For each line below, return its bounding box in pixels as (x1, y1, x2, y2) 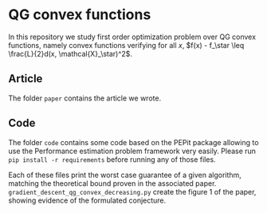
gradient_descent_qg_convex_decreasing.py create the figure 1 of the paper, (8, 187, 257, 196)
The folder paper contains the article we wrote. (8, 93, 162, 103)
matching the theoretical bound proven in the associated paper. (8, 178, 217, 188)
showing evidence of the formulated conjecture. (8, 195, 167, 205)
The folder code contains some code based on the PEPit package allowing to (8, 137, 259, 147)
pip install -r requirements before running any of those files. (8, 154, 217, 164)
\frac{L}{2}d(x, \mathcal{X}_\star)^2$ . (8, 49, 133, 58)
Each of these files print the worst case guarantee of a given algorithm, (8, 170, 241, 179)
